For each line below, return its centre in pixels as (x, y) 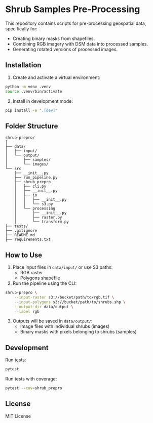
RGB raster (31, 272)
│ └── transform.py (42, 222)
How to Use (24, 255)
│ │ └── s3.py (34, 204)
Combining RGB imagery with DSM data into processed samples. (80, 44)
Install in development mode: (43, 101)
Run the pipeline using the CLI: (45, 283)
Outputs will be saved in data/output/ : (52, 321)
